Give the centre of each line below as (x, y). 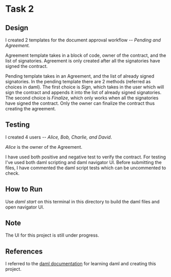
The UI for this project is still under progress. (52, 235)
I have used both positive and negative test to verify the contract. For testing (86, 157)
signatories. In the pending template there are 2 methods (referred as (78, 82)
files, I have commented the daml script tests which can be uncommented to (86, 168)
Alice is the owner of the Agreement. (44, 147)
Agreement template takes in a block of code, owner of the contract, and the (86, 55)
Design (17, 28)
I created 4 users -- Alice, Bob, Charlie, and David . (59, 137)
